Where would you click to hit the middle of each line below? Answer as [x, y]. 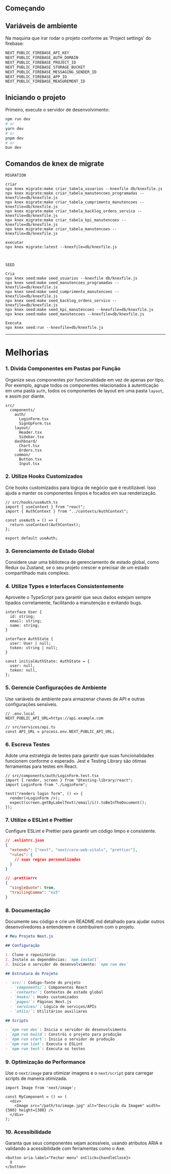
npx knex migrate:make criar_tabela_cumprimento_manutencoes [72, 202]
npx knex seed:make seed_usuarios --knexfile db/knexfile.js [72, 278]
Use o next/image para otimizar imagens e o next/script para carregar [79, 1073]
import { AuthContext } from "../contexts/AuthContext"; [67, 511]
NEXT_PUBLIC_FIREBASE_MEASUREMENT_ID [45, 81]
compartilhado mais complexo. [38, 573]
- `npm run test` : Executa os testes [45, 1049]
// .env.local [20, 714]
